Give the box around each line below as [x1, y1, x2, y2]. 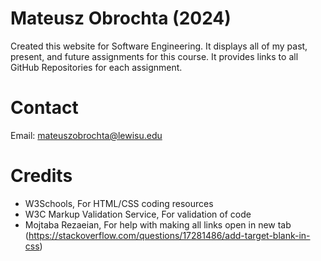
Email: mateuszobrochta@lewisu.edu [10, 129, 163, 141]
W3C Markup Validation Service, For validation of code [24, 208, 252, 220]
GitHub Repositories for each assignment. [10, 61, 183, 73]
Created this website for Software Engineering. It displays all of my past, [10, 40, 308, 52]
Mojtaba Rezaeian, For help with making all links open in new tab [24, 218, 292, 231]
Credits [10, 165, 73, 187]
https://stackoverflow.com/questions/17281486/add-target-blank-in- [28, 229, 311, 241]
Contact [10, 97, 79, 119]
